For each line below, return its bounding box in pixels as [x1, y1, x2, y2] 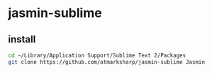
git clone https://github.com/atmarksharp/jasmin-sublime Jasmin [8, 58, 205, 65]
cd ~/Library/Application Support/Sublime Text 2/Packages [8, 52, 186, 59]
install [8, 33, 36, 45]
